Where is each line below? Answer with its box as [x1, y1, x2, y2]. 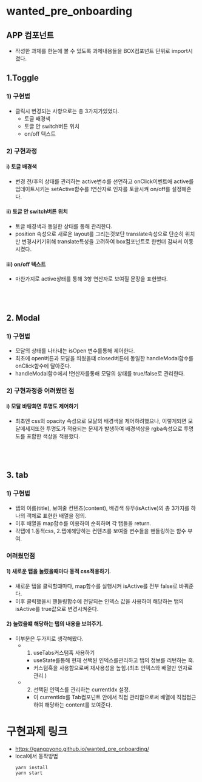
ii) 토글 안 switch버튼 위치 [6, 208, 68, 215]
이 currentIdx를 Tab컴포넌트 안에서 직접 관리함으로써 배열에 [33, 694, 175, 701]
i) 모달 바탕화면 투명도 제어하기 [6, 403, 79, 410]
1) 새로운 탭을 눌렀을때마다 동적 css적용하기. [6, 568, 111, 575]
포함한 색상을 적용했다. [26, 433, 81, 440]
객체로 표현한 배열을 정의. [26, 512, 87, 519]
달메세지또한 [15, 425, 45, 433]
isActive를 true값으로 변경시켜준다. [15, 605, 99, 612]
